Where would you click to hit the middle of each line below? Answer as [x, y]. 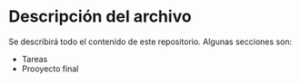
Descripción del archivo [100, 17]
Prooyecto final [50, 69]
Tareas [35, 59]
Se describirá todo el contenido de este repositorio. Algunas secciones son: [150, 41]
